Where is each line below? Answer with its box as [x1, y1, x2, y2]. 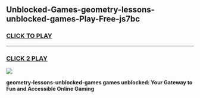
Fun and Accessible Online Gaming [6, 85, 95, 92]
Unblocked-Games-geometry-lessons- [6, 5, 155, 15]
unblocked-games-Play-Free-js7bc [6, 14, 140, 24]
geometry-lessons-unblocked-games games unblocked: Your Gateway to [6, 78, 193, 86]
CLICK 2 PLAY [6, 54, 48, 62]
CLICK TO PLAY [6, 32, 52, 40]
